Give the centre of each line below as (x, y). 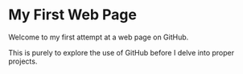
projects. (23, 61)
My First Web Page (72, 15)
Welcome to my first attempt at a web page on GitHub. (99, 37)
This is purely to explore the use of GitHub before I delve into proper (121, 52)
